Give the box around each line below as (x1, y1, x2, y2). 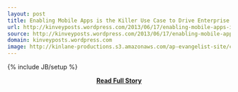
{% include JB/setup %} (7, 63, 78, 71)
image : (7, 43, 27, 50)
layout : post (7, 10, 46, 18)
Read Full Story (96, 76, 142, 85)
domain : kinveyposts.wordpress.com (7, 37, 113, 44)
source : (7, 30, 30, 38)
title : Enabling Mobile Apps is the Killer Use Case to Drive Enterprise (7, 17, 230, 24)
